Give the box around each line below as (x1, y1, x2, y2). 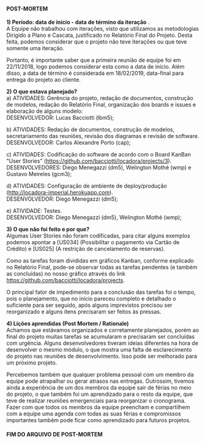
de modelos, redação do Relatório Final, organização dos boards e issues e (6, 101, 196, 109)
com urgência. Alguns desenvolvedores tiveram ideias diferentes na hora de (6, 339, 199, 347)
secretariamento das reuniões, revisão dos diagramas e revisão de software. (6, 133, 199, 140)
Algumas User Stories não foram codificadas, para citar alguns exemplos (6, 232, 191, 239)
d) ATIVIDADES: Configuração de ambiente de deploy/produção (6, 182, 167, 190)
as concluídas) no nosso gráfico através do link (6, 270, 125, 277)
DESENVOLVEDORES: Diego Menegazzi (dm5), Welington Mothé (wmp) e (6, 164, 192, 171)
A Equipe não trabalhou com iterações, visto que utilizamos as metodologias (6, 25, 199, 33)
